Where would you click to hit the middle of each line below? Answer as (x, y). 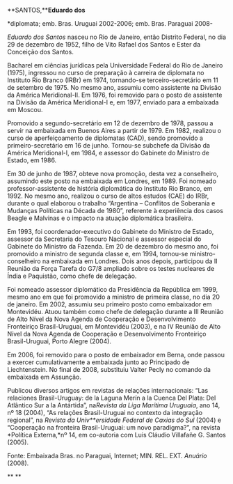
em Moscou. (25, 110)
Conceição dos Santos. (41, 52)
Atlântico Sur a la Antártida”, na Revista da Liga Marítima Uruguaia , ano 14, (114, 405)
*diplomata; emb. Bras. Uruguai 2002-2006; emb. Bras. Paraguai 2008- (110, 23)
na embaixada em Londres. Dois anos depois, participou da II (130, 261)
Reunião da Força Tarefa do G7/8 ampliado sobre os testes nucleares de (111, 268)
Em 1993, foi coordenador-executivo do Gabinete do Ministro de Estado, (111, 232)
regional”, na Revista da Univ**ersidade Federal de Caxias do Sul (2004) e (114, 420)
